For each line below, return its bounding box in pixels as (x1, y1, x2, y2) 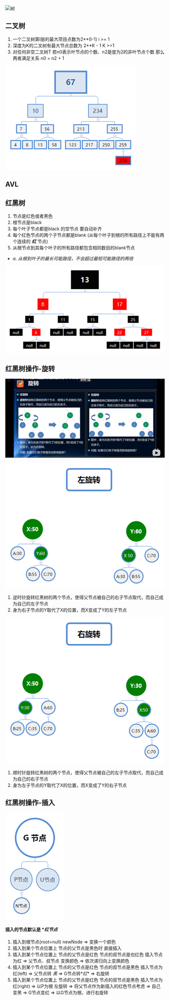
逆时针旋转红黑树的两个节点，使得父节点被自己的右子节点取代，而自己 (12, 594, 159, 600)
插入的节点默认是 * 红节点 (5, 926, 58, 933)
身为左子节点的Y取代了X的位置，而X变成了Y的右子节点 (12, 782, 127, 788)
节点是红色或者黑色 (12, 213, 53, 219)
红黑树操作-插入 (5, 799, 55, 807)
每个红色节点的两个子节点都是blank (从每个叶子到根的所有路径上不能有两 (12, 232, 164, 238)
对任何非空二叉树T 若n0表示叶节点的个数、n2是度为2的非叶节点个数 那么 (12, 49, 165, 55)
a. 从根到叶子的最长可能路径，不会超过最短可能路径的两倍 (12, 256, 134, 262)
